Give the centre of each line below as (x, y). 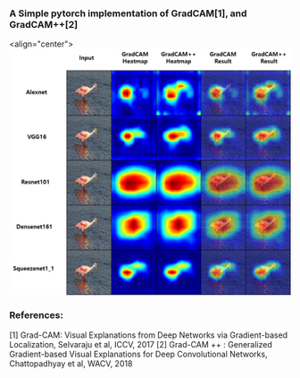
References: (37, 315)
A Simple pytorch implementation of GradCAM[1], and (128, 13)
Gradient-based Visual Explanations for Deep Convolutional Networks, (138, 354)
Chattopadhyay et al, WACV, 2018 (71, 363)
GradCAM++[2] (44, 24)
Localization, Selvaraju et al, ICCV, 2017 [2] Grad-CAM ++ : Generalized (141, 344)
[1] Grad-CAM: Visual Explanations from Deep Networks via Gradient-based (149, 335)
